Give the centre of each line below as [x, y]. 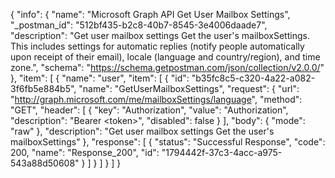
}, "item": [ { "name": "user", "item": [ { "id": [100, 78]
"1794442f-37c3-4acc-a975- [222, 152]
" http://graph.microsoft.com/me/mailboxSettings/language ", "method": [156, 99]
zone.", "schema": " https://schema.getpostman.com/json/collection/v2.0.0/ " [167, 67]
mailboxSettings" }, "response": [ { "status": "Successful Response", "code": [168, 142]
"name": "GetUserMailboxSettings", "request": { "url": [189, 88]
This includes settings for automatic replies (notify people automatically [157, 46]
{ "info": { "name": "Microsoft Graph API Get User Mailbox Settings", [150, 14]
